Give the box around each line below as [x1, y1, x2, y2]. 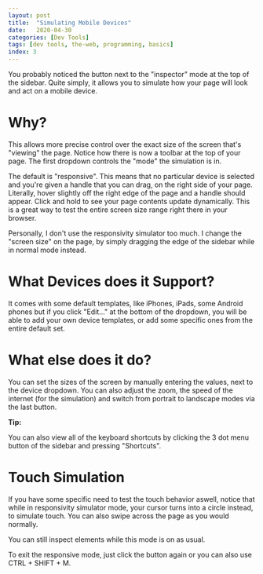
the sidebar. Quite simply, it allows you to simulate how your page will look [8, 78, 249, 87]
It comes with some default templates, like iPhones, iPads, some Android [8, 298, 243, 308]
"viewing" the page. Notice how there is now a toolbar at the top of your [8, 148, 241, 157]
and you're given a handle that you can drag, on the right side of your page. [8, 180, 253, 189]
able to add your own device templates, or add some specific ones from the [8, 315, 254, 324]
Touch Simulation [8, 469, 125, 486]
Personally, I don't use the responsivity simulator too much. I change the [8, 229, 242, 238]
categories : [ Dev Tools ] [8, 33, 89, 42]
